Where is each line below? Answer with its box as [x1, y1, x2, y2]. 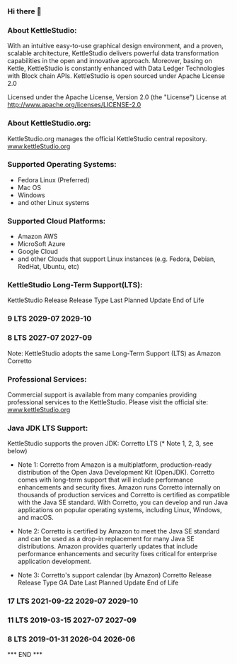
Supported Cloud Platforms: [7, 216, 106, 226]
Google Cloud [17, 248, 58, 256]
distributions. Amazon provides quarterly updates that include [17, 542, 198, 550]
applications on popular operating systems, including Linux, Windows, [17, 506, 222, 514]
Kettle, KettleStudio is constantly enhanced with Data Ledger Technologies [7, 64, 225, 73]
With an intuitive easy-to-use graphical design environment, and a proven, [7, 42, 224, 50]
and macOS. [17, 514, 54, 522]
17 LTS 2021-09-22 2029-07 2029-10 [7, 596, 139, 606]
